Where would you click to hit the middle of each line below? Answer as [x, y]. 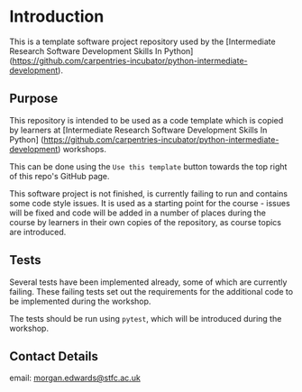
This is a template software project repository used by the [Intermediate [143, 41]
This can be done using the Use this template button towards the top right [148, 166]
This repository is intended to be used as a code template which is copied [146, 120]
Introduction [57, 17]
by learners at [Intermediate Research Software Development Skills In [138, 130]
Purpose [34, 99]
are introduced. [38, 232]
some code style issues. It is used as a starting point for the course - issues [150, 203]
